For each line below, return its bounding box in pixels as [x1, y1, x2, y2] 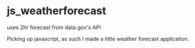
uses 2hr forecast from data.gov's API [7, 24, 101, 31]
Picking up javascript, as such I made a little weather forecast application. [7, 35, 190, 42]
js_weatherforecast [7, 4, 107, 18]
